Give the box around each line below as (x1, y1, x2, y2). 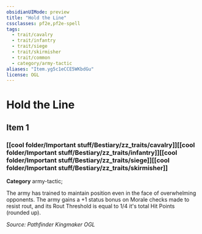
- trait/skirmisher (12, 49, 62, 55)
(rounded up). (6, 209, 41, 216)
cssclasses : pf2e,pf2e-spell (6, 20, 81, 26)
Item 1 (6, 122, 29, 132)
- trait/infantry (12, 37, 56, 43)
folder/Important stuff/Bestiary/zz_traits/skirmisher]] (6, 164, 168, 172)
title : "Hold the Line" (6, 15, 67, 21)
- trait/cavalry (12, 32, 53, 38)
